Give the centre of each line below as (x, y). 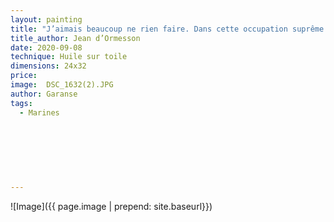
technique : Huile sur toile (69, 57)
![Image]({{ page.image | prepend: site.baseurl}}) (111, 206)
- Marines (39, 112)
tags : (21, 103)
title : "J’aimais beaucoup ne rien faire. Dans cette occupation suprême (167, 29)
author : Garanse (44, 94)
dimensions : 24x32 (48, 66)
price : (24, 76)
